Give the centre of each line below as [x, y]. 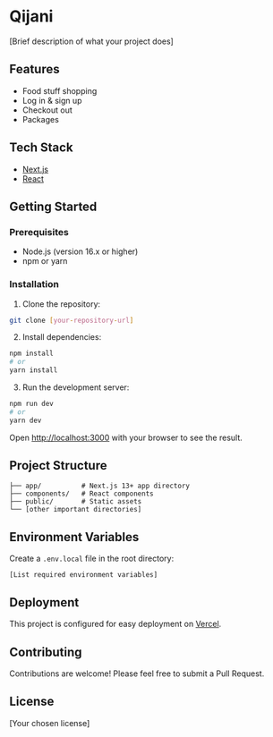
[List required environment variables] [84, 575]
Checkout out [47, 110]
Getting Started [53, 206]
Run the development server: [76, 387]
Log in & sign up [52, 100]
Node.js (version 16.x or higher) [80, 251]
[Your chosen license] [50, 723]
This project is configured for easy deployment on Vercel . [115, 624]
